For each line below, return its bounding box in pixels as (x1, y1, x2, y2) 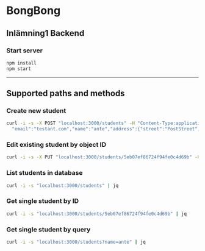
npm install (6, 60, 37, 66)
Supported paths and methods (6, 88, 125, 99)
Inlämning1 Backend (6, 28, 85, 38)
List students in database (6, 169, 83, 177)
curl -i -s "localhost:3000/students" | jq (6, 182, 119, 189)
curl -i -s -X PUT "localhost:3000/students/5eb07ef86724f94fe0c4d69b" (6, 154, 192, 160)
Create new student (6, 106, 67, 115)
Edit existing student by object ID (6, 140, 107, 149)
